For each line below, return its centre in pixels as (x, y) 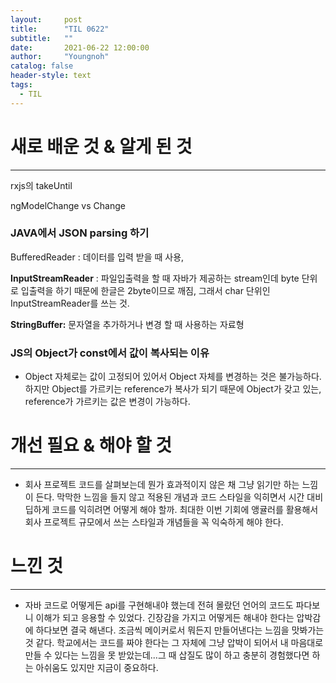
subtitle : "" (42, 38)
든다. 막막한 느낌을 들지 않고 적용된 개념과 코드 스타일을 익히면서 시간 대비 (179, 497)
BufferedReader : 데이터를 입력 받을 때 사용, (97, 257)
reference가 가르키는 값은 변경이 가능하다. (107, 402)
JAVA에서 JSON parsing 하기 (80, 233)
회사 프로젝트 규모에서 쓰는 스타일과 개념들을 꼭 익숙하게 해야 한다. (154, 522)
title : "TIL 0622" (60, 29)
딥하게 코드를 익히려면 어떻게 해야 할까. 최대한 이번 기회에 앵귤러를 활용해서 (171, 510)
